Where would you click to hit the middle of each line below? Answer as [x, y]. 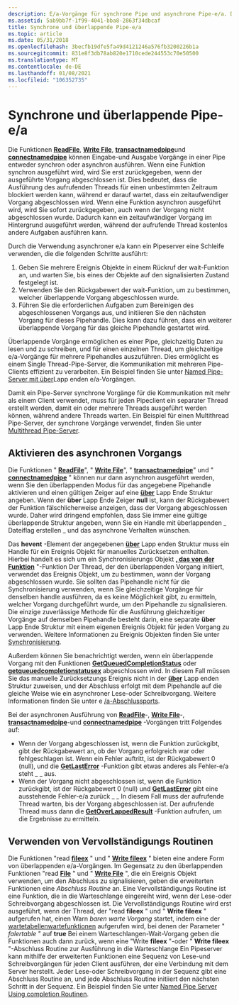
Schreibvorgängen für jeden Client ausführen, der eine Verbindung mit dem [118, 964]
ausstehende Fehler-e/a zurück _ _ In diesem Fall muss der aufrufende [121, 796]
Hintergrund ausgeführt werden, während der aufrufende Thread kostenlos [118, 225]
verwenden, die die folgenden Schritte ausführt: [78, 254]
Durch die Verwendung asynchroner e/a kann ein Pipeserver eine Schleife [116, 246]
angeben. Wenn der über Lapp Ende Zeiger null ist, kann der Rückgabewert [119, 500]
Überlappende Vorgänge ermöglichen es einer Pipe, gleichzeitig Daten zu [116, 342]
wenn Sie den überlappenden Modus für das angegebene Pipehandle [110, 485]
